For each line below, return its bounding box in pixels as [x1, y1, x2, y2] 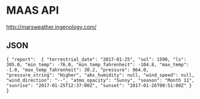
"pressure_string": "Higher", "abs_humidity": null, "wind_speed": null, [6, 72, 195, 78]
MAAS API [6, 4, 59, 17]
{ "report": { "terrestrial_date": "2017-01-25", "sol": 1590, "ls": [6, 56, 187, 63]
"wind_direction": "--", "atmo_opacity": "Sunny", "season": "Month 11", [6, 77, 195, 83]
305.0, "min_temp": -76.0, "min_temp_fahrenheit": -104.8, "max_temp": [6, 61, 189, 67]
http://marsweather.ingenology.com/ [6, 23, 97, 30]
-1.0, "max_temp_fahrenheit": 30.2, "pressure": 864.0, [6, 67, 149, 73]
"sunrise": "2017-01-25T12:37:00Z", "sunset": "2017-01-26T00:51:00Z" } [6, 82, 192, 88]
